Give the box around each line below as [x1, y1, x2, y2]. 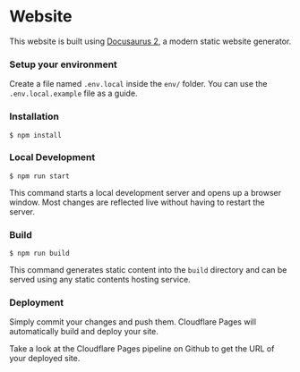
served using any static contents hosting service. [9, 275, 191, 285]
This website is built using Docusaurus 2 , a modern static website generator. [9, 36, 292, 46]
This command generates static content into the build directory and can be [9, 265, 287, 275]
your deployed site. [9, 353, 81, 364]
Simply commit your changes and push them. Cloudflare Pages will [9, 317, 257, 327]
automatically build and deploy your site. [9, 326, 159, 337]
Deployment [9, 297, 64, 309]
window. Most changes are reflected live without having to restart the [9, 197, 265, 207]
